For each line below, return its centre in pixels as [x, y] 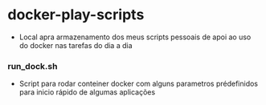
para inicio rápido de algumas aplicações [87, 92]
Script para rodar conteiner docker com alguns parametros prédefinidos [139, 84]
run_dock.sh [33, 66]
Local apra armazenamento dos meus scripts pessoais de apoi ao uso [135, 37]
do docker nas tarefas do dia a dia [76, 45]
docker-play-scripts [76, 15]
